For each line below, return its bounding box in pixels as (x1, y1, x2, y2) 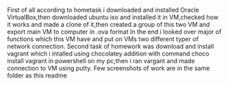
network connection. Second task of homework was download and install (7, 42, 214, 50)
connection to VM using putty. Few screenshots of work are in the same (7, 64, 210, 72)
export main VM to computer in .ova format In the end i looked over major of (7, 27, 222, 36)
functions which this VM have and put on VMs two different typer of (7, 35, 199, 43)
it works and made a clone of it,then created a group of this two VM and (7, 21, 210, 28)
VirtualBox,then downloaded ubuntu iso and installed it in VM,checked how (7, 13, 219, 21)
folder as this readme (7, 71, 67, 80)
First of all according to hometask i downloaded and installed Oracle (7, 6, 200, 14)
